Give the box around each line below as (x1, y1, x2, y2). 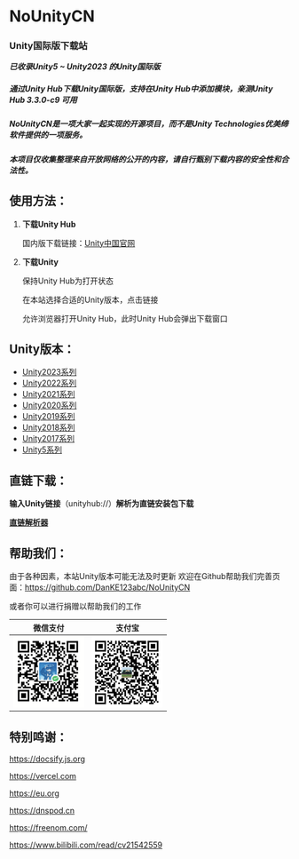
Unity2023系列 (21, 367, 77, 378)
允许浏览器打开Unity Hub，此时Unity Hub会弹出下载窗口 (21, 313, 228, 323)
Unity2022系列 (21, 378, 77, 388)
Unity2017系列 (21, 433, 75, 444)
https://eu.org (9, 788, 60, 799)
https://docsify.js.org (9, 753, 86, 765)
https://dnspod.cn (9, 806, 75, 816)
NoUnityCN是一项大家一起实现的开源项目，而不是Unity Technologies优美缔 (9, 118, 288, 130)
